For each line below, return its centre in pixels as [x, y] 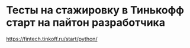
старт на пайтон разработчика [86, 23]
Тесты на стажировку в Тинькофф [95, 10]
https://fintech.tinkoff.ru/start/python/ [52, 39]
